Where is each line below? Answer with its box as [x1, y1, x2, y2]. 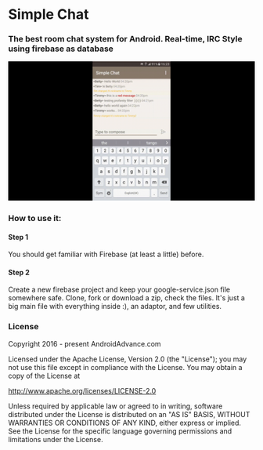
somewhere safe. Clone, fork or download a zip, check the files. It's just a [8, 293, 245, 303]
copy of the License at [8, 371, 81, 380]
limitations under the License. [8, 434, 103, 444]
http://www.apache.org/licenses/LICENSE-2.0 [8, 386, 157, 395]
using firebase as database [8, 43, 113, 54]
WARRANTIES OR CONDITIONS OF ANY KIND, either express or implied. [8, 418, 241, 427]
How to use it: [8, 212, 62, 223]
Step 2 [8, 267, 30, 277]
